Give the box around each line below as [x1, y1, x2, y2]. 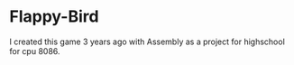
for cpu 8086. [9, 45, 60, 56]
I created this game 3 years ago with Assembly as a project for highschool [9, 36, 286, 47]
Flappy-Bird [9, 6, 99, 27]
